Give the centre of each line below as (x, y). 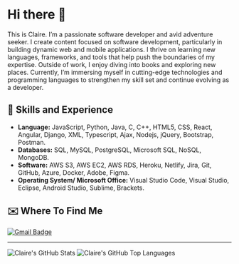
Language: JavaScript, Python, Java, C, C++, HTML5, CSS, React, (115, 127)
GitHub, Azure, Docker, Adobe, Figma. (74, 172)
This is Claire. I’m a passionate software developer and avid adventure (110, 34)
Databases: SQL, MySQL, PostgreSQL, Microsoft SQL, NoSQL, (109, 150)
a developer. (26, 87)
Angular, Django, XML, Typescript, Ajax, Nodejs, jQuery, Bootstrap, (116, 134)
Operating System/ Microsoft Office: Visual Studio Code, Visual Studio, (123, 180)
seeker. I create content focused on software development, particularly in (115, 41)
